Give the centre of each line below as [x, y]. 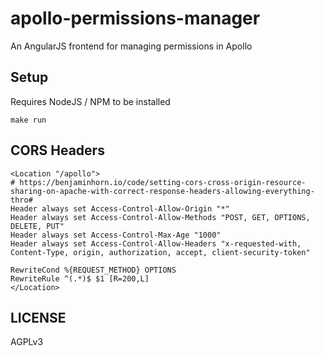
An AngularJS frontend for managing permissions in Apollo [131, 46]
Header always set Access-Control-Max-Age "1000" [116, 235]
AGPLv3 [27, 342]
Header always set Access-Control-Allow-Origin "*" [120, 208]
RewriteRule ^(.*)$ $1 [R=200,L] [80, 278]
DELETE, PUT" [37, 226]
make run [28, 120]
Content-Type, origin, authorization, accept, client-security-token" [160, 252]
